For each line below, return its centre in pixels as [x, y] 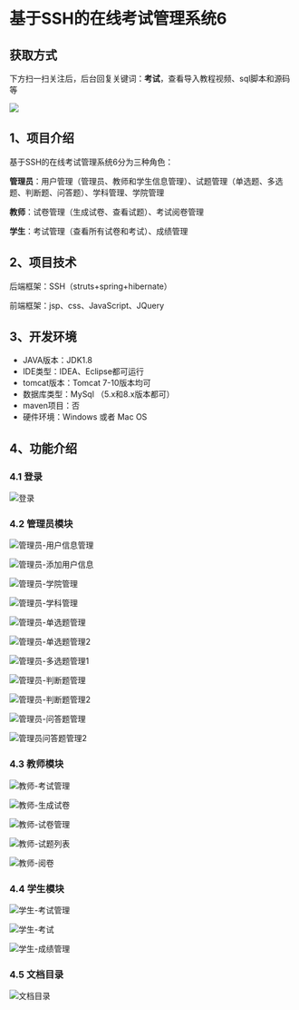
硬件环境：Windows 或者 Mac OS [85, 417]
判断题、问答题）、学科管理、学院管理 [95, 193]
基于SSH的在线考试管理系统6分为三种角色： [92, 162]
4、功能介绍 [43, 448]
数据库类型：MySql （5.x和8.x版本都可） [98, 394]
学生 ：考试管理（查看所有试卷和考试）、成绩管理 [99, 231]
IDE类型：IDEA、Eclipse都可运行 [83, 371]
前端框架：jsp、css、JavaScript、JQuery [87, 305]
